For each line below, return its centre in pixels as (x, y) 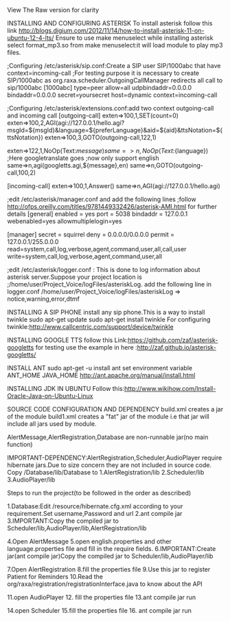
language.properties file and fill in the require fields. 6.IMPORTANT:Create (112, 549)
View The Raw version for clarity (53, 10)
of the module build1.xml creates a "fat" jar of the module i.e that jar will (108, 416)
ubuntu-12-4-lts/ (31, 38)
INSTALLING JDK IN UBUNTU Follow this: (66, 388)
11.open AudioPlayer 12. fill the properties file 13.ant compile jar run (102, 597)
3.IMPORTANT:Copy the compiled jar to (63, 521)
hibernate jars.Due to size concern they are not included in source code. (109, 465)
